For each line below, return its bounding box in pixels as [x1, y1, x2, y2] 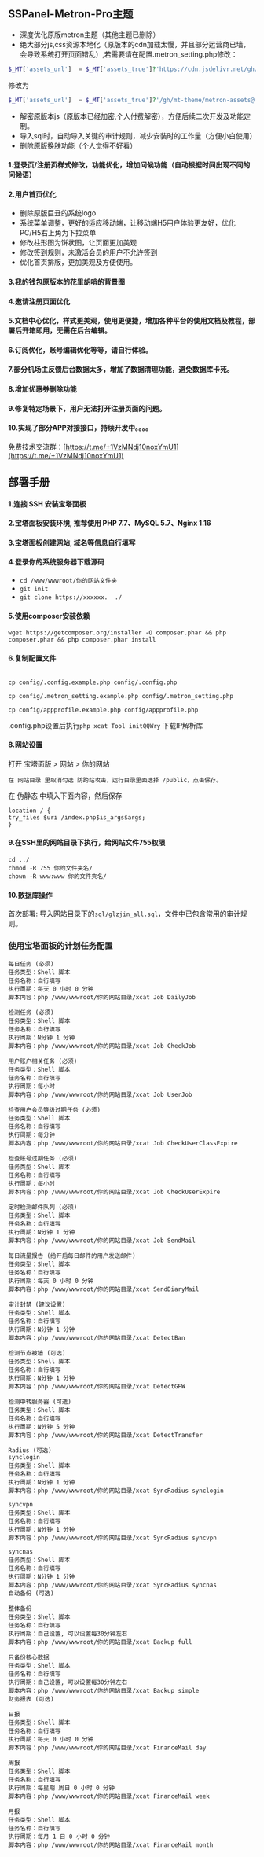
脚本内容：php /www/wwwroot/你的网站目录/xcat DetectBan [8, 1334, 185, 1342]
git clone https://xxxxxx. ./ [19, 594, 123, 601]
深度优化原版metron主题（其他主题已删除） [19, 30, 160, 39]
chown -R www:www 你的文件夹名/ [8, 872, 108, 881]
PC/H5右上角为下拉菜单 [19, 228, 97, 237]
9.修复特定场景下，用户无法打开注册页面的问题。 [8, 403, 167, 413]
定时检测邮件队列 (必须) [8, 1204, 78, 1212]
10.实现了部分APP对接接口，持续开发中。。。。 [8, 423, 153, 432]
